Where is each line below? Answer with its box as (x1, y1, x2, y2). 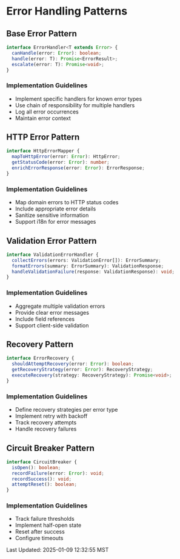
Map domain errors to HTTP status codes (15, 199, 119, 206)
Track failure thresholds (15, 515, 75, 523)
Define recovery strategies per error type (15, 406, 118, 413)
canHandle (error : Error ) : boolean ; (12, 50, 102, 56)
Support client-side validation (15, 321, 89, 329)
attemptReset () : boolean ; (12, 481, 78, 487)
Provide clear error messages (15, 309, 90, 316)
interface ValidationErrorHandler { (6, 252, 99, 258)
